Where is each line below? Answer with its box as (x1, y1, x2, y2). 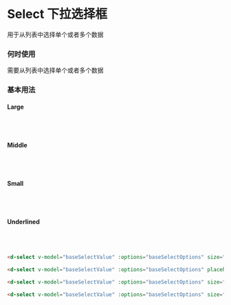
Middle (7, 140, 27, 149)
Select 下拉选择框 (7, 6, 108, 22)
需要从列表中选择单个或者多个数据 (7, 66, 104, 74)
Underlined (7, 218, 40, 226)
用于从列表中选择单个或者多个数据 (7, 30, 104, 39)
